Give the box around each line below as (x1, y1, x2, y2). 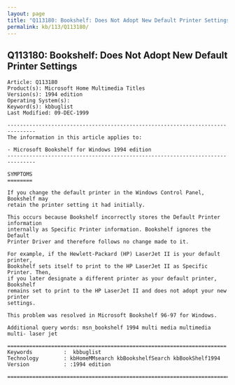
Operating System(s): (7, 97, 71, 104)
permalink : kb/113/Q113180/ (7, 23, 90, 30)
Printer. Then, (7, 269, 52, 276)
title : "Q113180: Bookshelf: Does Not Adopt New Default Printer (7, 17, 201, 24)
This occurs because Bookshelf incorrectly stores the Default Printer (7, 214, 220, 221)
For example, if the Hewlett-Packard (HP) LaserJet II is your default (7, 250, 220, 258)
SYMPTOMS (7, 171, 33, 178)
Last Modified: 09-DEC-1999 (7, 109, 90, 116)
